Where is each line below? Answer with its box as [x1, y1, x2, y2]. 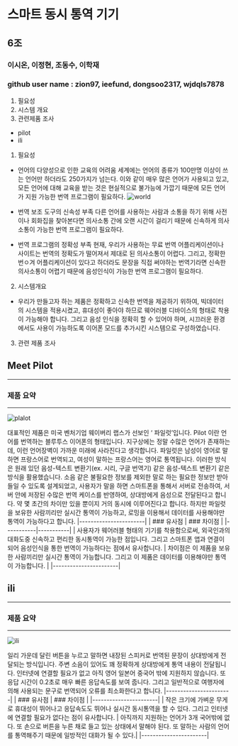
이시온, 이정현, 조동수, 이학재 [7, 60, 100, 70]
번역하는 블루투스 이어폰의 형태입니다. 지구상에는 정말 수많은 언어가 [20, 437, 206, 446]
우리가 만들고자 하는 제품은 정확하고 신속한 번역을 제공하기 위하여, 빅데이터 [17, 297, 225, 305]
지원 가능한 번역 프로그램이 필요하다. [25, 192, 126, 201]
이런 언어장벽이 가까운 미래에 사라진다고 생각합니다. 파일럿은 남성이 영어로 [16, 446, 221, 454]
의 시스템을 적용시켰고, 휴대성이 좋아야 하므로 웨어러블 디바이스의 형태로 [17, 306, 217, 314]
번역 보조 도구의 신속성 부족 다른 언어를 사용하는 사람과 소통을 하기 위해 [17, 207, 215, 216]
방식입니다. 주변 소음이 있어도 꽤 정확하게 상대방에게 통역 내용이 [25, 660, 202, 669]
